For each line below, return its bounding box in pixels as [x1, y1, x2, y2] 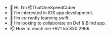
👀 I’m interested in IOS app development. [9, 10, 94, 16]
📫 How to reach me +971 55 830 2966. [9, 26, 91, 31]
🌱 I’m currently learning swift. [9, 15, 70, 20]
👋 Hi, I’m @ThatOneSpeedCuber [9, 5, 76, 10]
